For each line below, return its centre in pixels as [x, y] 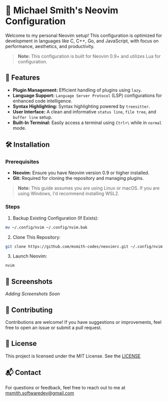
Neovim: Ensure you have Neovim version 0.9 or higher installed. [81, 173]
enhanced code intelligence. [43, 101]
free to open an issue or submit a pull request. [53, 327]
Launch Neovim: [30, 256]
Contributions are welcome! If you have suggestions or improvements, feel [83, 322]
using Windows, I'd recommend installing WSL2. [68, 194]
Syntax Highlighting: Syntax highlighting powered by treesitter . [81, 106]
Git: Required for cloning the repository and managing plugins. [78, 178]
